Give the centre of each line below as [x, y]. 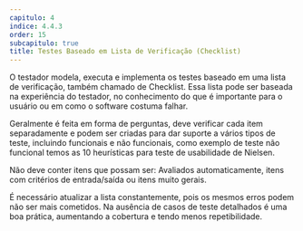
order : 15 [28, 34]
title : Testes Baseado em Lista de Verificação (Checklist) [126, 52]
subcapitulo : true [44, 43]
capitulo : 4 [32, 18]
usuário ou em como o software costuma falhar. [99, 106]
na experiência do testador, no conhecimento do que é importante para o [146, 97]
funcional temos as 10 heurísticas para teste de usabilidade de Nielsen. [142, 153]
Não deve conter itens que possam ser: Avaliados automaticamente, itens [147, 170]
